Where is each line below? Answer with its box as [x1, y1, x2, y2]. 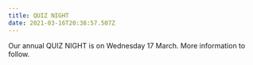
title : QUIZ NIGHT [8, 11, 69, 20]
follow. [8, 49, 30, 59]
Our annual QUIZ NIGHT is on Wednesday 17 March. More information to [8, 40, 246, 50]
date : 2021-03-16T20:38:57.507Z [8, 19, 115, 27]
